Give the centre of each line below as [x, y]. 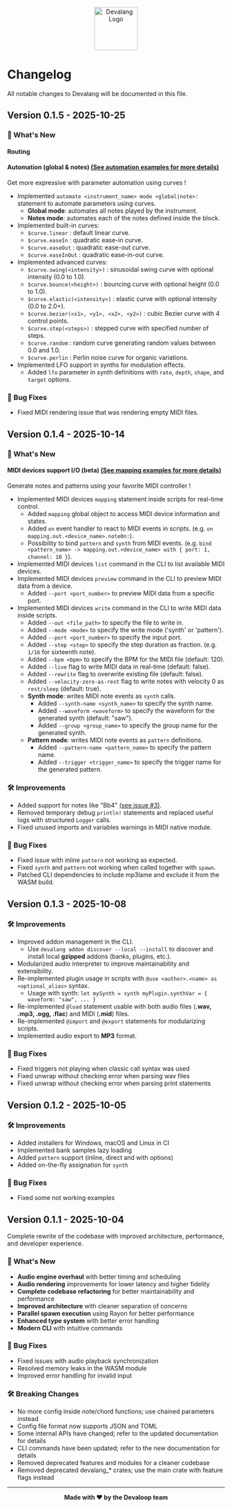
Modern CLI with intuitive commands [70, 1328]
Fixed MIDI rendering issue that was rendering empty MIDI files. [108, 412]
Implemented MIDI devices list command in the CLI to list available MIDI [121, 564]
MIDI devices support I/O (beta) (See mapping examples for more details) [114, 470]
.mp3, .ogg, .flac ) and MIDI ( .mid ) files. [73, 1014]
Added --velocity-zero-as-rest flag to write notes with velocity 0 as [126, 681]
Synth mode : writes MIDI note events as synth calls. [101, 696]
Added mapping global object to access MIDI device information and [123, 513]
